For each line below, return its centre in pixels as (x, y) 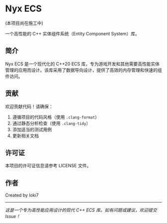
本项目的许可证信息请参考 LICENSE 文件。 (48, 166)
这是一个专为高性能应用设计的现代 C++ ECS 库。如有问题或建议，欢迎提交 (81, 210)
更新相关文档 (25, 135)
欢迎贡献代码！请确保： (29, 106)
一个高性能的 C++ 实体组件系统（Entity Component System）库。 (73, 33)
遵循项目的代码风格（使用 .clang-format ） (56, 117)
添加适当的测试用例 (32, 129)
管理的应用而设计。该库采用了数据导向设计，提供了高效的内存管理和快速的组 (83, 70)
